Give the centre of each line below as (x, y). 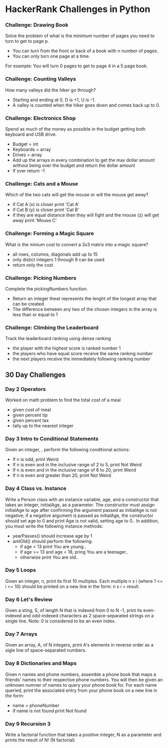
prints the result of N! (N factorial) (40, 740)
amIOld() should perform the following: (52, 541)
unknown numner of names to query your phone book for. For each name (81, 685)
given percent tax (31, 420)
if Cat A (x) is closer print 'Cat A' (46, 204)
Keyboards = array (32, 150)
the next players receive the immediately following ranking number (81, 359)
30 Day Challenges (36, 375)
